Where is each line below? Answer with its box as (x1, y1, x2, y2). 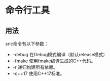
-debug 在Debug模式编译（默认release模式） (12, 52, 108, 57)
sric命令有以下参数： (5, 41, 49, 47)
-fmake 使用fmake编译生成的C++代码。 (12, 58, 96, 64)
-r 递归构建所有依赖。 (12, 64, 58, 70)
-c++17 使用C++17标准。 (12, 70, 65, 76)
